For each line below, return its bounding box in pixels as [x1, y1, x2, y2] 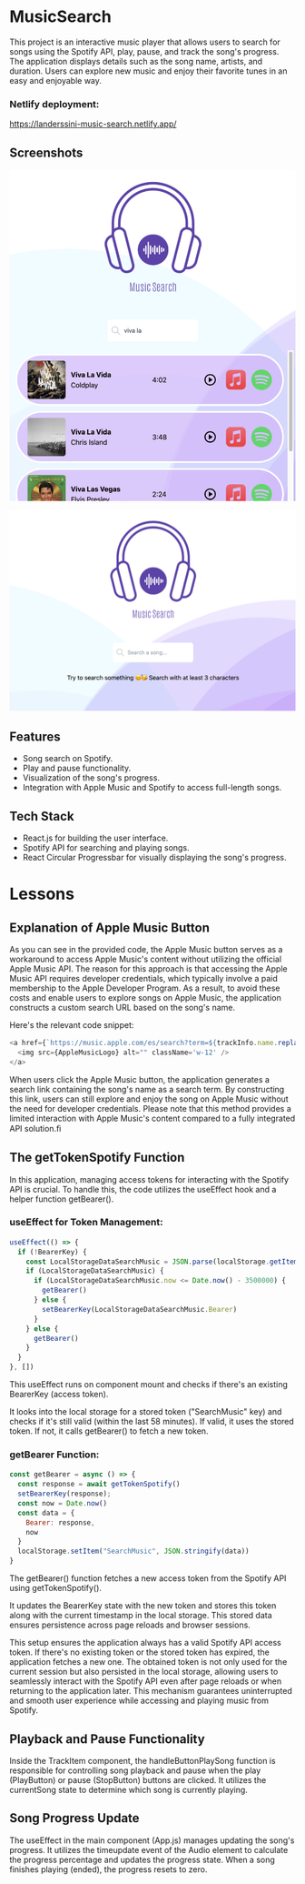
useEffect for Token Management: [9, 1216, 163, 1229]
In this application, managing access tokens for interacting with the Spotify [9, 1174, 289, 1184]
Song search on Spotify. [22, 753, 113, 764]
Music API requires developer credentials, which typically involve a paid [9, 973, 279, 984]
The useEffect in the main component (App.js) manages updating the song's [9, 1835, 295, 1846]
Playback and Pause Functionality [9, 1731, 206, 1747]
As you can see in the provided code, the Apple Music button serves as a [9, 944, 283, 955]
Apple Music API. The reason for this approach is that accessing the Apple [9, 963, 288, 974]
